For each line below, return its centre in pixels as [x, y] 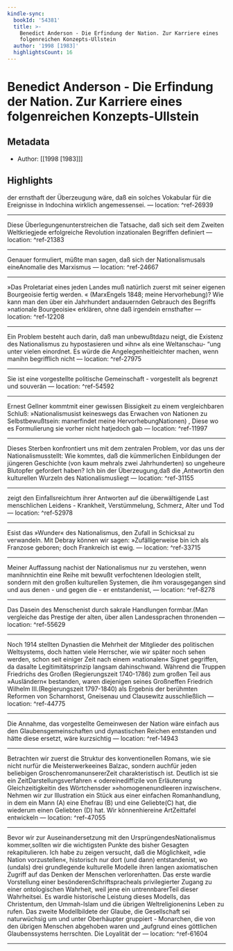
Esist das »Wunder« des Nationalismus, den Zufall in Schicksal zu [101, 532]
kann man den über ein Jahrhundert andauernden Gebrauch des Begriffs [112, 302]
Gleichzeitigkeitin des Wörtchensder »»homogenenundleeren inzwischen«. [114, 788]
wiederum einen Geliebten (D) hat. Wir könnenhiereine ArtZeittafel [102, 810]
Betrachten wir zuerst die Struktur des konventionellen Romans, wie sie [109, 758]
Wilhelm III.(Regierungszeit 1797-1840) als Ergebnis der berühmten [103, 689]
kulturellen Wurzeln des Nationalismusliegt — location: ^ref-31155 [101, 478]
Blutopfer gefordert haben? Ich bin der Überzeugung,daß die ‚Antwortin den [115, 470]
